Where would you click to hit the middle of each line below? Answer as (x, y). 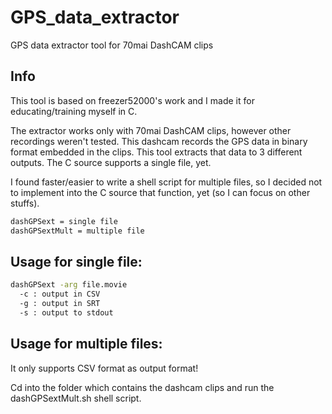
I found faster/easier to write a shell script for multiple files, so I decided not (166, 182)
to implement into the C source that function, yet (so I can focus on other (160, 192)
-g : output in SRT (60, 304)
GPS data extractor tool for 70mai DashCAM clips (112, 45)
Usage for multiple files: (86, 344)
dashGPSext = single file (64, 221)
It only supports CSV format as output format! (104, 368)
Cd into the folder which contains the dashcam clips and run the (142, 387)
